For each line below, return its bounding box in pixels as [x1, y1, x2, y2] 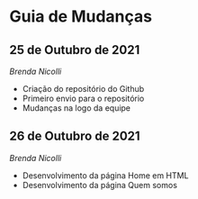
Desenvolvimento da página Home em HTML [22, 169, 189, 181]
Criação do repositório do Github [22, 84, 145, 94]
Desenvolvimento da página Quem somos [22, 179, 178, 190]
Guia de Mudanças [9, 6, 153, 27]
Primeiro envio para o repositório [22, 93, 145, 104]
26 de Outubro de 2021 [9, 129, 141, 144]
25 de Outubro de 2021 [9, 42, 140, 58]
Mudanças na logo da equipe [22, 103, 131, 113]
